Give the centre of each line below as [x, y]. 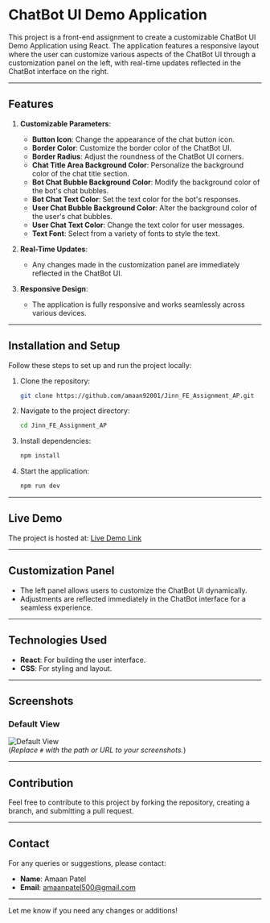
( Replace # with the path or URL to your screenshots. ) [97, 750]
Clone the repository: [55, 381]
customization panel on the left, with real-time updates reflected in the [125, 63]
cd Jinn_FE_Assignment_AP [63, 426]
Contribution [41, 783]
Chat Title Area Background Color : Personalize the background [138, 165]
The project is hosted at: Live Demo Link [75, 538]
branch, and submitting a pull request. [71, 811]
